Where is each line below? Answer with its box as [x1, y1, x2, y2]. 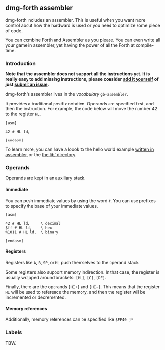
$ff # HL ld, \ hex [5, 225, 52, 230]
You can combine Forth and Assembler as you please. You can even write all [5, 37, 161, 43]
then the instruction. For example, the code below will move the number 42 [5, 106, 158, 112]
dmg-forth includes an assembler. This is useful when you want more [5, 17, 146, 23]
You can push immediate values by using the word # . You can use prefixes [5, 197, 156, 204]
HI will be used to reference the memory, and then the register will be [5, 289, 146, 295]
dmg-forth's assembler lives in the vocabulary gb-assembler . [5, 91, 128, 97]
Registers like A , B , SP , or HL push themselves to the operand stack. [5, 259, 140, 265]
